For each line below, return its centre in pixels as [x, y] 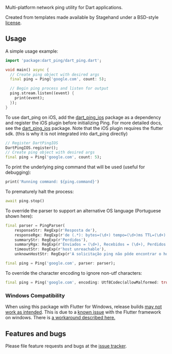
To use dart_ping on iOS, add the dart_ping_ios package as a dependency [83, 117]
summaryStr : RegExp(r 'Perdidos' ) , [51, 240]
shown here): [19, 216]
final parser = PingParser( [35, 225]
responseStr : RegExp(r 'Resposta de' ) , [56, 230]
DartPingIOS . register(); [32, 148]
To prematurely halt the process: [40, 192]
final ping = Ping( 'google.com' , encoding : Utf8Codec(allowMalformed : [82, 282]
